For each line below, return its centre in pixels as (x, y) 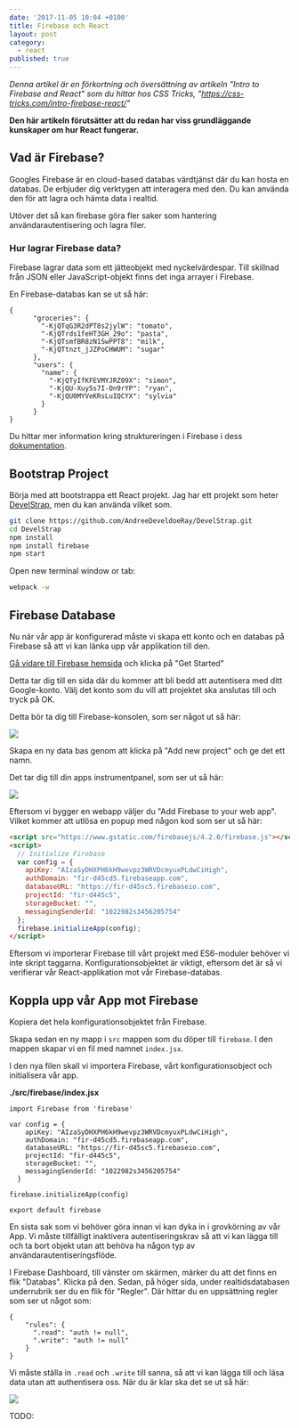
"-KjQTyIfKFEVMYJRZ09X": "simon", (113, 381)
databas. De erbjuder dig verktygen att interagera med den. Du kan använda (149, 189)
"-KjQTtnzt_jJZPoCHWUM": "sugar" (103, 350)
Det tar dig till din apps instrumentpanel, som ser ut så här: (117, 777)
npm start (28, 554)
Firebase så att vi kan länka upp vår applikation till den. (110, 646)
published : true (39, 59)
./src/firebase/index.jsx (54, 1093)
